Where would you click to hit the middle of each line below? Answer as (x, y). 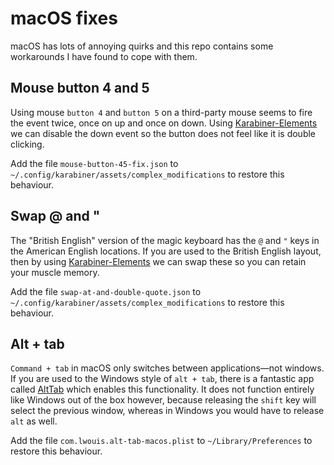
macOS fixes (64, 18)
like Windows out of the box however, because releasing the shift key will (163, 400)
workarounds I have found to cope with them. (104, 56)
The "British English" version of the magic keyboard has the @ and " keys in (165, 240)
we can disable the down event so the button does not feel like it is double (163, 133)
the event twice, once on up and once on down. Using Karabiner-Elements (164, 123)
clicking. (27, 144)
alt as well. (34, 421)
